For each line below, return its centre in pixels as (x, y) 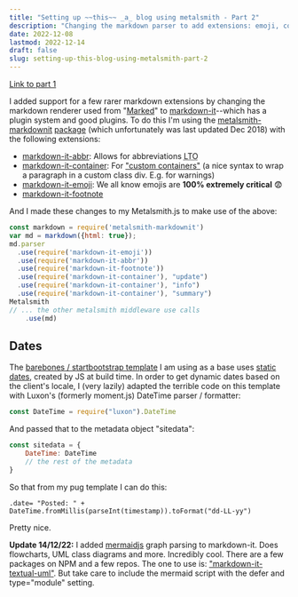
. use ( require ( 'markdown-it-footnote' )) (91, 269)
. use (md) (41, 318)
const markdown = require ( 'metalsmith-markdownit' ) (106, 227)
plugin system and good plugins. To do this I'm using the (113, 120)
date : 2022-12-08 (41, 34)
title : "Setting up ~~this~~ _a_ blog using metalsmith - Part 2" (134, 17)
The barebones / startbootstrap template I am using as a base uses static (143, 367)
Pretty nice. (30, 527)
